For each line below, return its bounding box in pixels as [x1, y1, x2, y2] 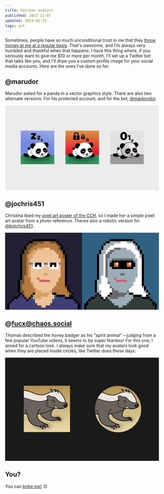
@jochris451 [5, 200, 44, 208]
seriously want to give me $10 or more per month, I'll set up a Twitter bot [5, 53, 151, 59]
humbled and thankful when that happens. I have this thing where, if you [5, 48, 150, 54]
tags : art [5, 23, 25, 28]
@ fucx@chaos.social [5, 319, 72, 327]
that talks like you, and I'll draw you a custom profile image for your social [5, 58, 153, 64]
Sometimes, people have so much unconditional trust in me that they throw [5, 37, 156, 43]
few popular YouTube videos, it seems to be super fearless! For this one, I [5, 338, 153, 344]
